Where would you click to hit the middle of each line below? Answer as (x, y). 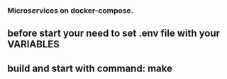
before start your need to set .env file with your (114, 34)
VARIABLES (34, 44)
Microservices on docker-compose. (71, 11)
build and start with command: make (90, 68)
